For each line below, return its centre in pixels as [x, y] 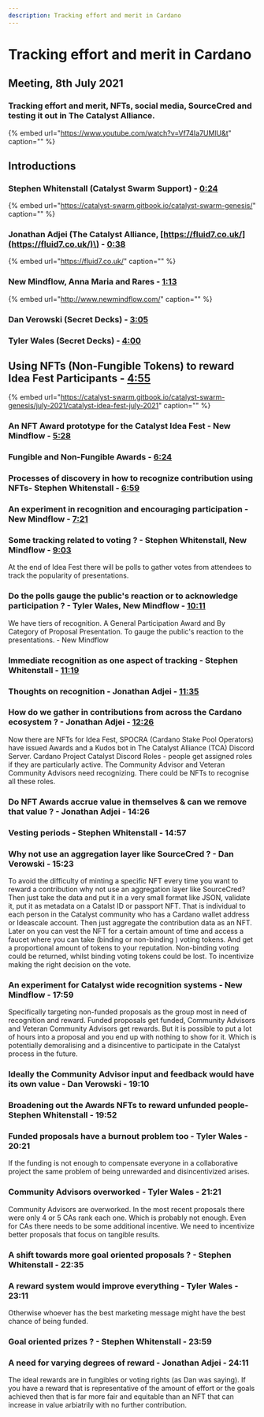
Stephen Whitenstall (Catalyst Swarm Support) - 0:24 [113, 188]
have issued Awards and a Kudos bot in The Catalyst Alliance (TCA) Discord [131, 748]
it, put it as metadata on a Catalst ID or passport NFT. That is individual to [127, 906]
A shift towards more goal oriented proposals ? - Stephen [120, 1255]
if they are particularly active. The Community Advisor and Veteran [117, 764]
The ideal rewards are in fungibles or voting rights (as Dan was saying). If [127, 1380]
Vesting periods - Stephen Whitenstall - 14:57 [97, 832]
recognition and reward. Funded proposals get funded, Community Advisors [132, 1021]
